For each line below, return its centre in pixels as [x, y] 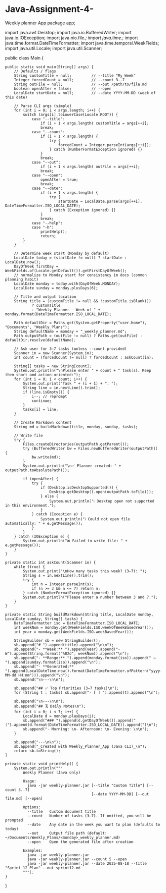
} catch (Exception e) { [57, 514]
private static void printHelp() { [42, 764]
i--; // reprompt [49, 396]
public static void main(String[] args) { [49, 67]
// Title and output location [45, 297]
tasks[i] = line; [41, 409]
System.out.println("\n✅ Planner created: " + [72, 466]
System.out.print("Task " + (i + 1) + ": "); [71, 383]
